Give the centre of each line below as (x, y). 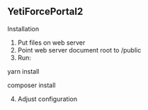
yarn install (23, 71)
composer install (32, 85)
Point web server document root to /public (79, 50)
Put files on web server (51, 43)
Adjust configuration (47, 99)
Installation (23, 28)
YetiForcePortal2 (45, 12)
